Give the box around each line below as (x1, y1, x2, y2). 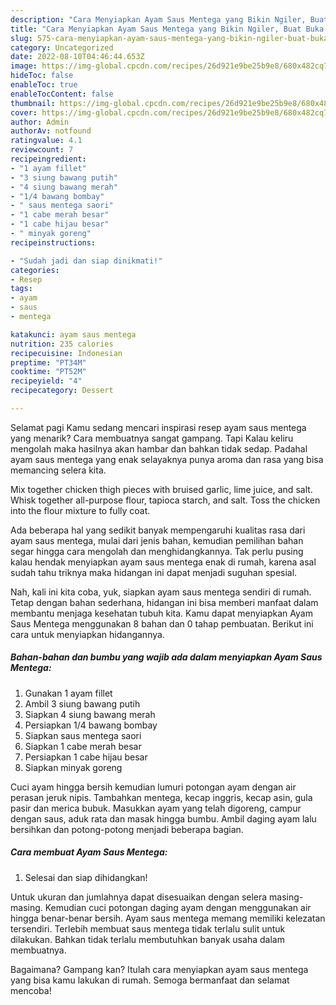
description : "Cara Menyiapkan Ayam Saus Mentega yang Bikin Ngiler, (10, 14, 307, 25)
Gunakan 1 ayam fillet (24, 687, 113, 699)
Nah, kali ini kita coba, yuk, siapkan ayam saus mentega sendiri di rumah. (10, 586, 312, 598)
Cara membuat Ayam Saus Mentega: (10, 846, 168, 858)
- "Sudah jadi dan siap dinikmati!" (10, 256, 163, 266)
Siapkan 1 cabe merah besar (24, 740, 142, 752)
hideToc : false (10, 71, 74, 81)
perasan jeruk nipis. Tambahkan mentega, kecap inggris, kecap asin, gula (10, 791, 313, 803)
